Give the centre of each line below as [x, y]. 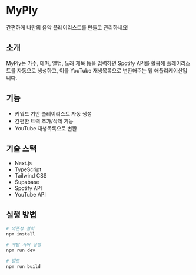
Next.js [23, 163]
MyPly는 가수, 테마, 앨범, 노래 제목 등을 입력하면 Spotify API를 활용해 [86, 63]
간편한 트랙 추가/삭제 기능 [44, 121]
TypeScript [28, 169]
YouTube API [30, 195]
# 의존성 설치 [20, 229]
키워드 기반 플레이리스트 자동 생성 [53, 113]
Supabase [27, 182]
